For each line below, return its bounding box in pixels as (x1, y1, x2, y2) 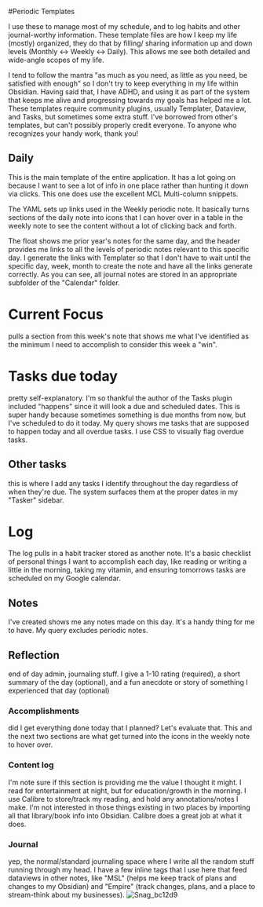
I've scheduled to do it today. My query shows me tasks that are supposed (8, 418, 250, 427)
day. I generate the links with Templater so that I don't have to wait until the (8, 253, 251, 262)
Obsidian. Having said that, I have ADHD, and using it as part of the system (8, 87, 250, 97)
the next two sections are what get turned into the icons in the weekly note (8, 732, 250, 741)
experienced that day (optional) (8, 686, 110, 696)
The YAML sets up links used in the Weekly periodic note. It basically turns (8, 204, 250, 214)
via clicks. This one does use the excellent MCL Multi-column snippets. (8, 188, 239, 199)
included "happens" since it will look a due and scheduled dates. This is (8, 401, 241, 411)
